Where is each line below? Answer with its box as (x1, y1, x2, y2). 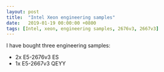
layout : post (6, 8, 39, 15)
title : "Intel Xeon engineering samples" (6, 14, 115, 20)
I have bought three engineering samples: (6, 42, 111, 49)
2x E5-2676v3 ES (15, 53, 60, 61)
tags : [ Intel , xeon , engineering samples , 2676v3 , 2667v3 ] (6, 25, 159, 32)
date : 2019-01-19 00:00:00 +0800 (6, 20, 97, 26)
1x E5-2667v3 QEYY (15, 60, 66, 67)
